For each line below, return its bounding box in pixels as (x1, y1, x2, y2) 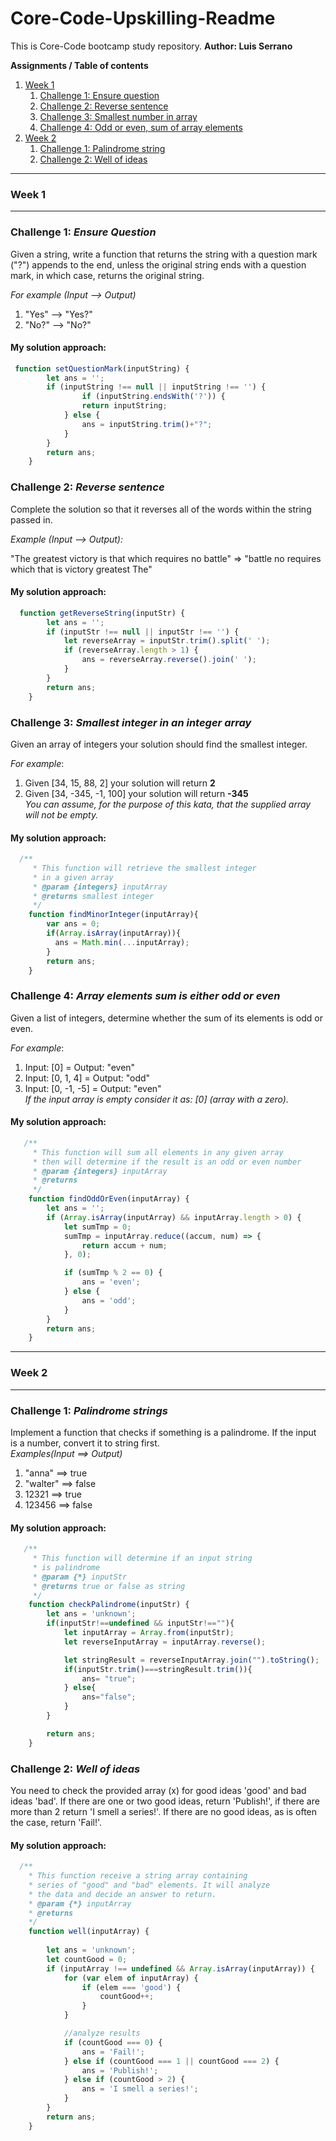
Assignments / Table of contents (10, 59, 149, 71)
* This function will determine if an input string (32, 1553, 253, 1564)
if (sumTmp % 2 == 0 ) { (63, 1268, 163, 1278)
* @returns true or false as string (32, 1581, 186, 1591)
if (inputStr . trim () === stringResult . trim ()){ (63, 1664, 253, 1674)
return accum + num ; (81, 1240, 168, 1251)
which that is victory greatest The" (10, 563, 153, 575)
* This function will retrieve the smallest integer (32, 863, 257, 873)
